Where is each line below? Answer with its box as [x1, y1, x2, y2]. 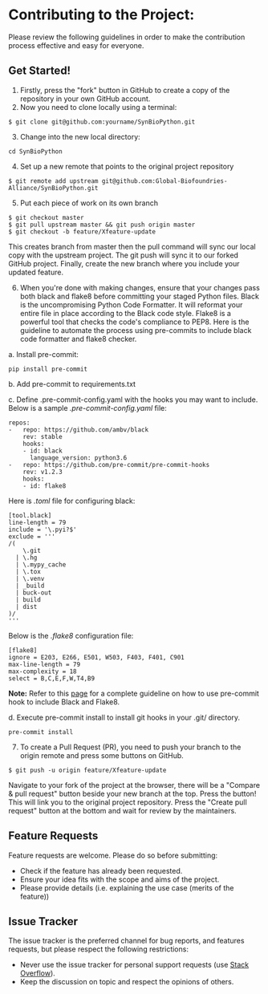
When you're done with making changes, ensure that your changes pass [19, 282, 261, 292]
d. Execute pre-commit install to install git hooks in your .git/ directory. [8, 712, 241, 722]
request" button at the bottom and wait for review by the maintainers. [8, 805, 237, 815]
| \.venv [15, 574, 45, 582]
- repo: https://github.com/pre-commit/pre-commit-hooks [8, 460, 210, 469]
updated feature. [8, 267, 64, 277]
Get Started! [8, 64, 71, 78]
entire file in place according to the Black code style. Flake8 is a [19, 308, 231, 318]
